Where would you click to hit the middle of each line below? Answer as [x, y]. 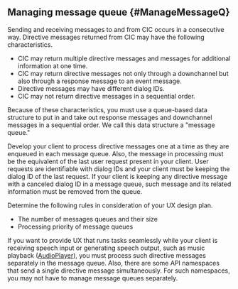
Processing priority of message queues [75, 227]
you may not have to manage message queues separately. [93, 278]
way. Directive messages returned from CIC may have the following [106, 37]
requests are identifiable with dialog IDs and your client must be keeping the [119, 169]
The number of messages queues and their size [88, 219]
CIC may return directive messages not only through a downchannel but [123, 73]
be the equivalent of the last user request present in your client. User [108, 161]
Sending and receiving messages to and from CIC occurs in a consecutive [116, 29]
